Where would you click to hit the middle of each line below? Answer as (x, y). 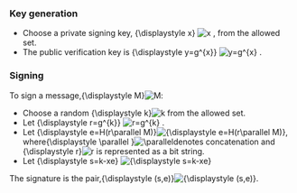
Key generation (44, 14)
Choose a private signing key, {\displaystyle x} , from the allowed (151, 33)
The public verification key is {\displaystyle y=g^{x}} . (142, 52)
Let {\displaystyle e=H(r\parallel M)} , (155, 132)
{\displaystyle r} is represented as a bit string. (113, 151)
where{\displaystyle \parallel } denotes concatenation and (148, 142)
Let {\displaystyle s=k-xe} (70, 161)
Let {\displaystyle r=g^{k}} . (93, 122)
